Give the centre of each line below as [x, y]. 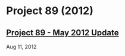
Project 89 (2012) [50, 11]
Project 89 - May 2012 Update [62, 33]
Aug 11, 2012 [21, 47]
